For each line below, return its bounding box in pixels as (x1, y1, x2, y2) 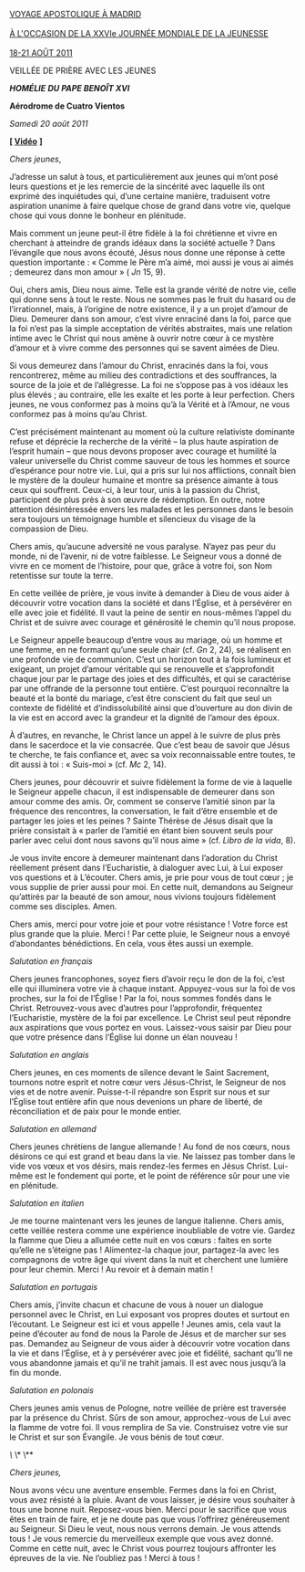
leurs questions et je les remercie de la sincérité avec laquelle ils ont (9, 181, 266, 192)
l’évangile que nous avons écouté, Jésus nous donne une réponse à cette (9, 247, 286, 257)
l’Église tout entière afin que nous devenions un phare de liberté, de (9, 1096, 263, 1106)
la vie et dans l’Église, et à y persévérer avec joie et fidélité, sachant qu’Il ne (9, 1347, 293, 1358)
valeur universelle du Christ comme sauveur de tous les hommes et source (9, 456, 290, 466)
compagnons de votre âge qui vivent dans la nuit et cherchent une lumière (9, 1254, 289, 1264)
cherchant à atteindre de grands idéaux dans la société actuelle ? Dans (9, 237, 276, 248)
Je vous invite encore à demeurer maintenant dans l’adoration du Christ (9, 853, 278, 863)
